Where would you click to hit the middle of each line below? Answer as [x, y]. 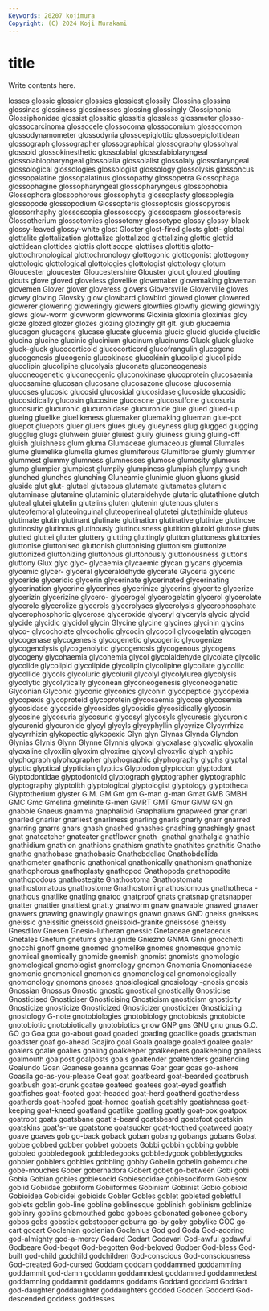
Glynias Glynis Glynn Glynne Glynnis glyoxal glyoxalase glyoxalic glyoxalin [131, 742]
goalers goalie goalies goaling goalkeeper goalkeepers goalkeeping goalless [135, 1051]
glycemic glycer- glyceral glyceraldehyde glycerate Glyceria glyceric [122, 572]
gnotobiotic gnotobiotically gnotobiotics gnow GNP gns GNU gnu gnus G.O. [133, 1025]
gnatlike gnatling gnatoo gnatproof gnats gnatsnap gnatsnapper [147, 897]
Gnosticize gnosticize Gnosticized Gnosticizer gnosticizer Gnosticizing [125, 1008]
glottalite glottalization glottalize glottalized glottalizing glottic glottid [121, 238]
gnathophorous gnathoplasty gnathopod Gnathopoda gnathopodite [120, 871]
